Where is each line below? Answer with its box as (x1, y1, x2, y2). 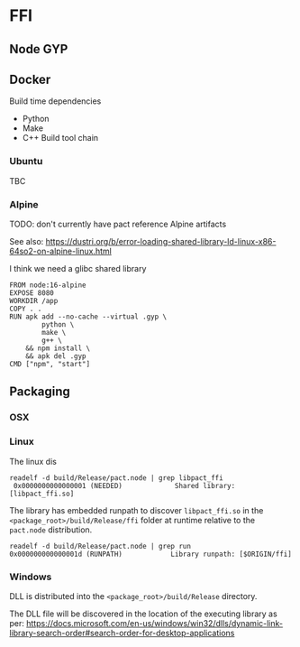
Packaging (9, 384, 70, 400)
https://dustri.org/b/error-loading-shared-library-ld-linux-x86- (45, 236, 277, 246)
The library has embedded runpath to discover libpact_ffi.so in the (9, 504, 264, 515)
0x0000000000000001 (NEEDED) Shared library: (13, 481, 236, 490)
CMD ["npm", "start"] (9, 359, 91, 368)
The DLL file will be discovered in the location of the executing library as (9, 608, 277, 619)
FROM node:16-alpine (9, 281, 87, 290)
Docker (9, 71, 51, 87)
